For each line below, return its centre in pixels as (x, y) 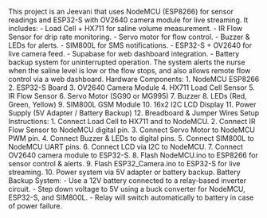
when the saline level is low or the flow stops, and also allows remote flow (130, 70)
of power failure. (35, 206)
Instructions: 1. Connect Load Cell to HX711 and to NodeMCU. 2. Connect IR (132, 121)
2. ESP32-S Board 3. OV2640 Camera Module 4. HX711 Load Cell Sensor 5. (132, 88)
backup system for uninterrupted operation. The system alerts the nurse (127, 62)
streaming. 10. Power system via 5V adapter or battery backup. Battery (124, 172)
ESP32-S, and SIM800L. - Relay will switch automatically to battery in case (131, 197)
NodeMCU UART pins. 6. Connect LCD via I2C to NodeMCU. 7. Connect (126, 147)
